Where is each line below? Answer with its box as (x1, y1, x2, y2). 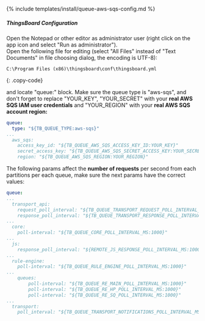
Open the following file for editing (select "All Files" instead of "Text (6, 47, 176, 54)
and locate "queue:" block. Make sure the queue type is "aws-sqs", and (6, 88, 187, 95)
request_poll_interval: (17, 207, 78, 213)
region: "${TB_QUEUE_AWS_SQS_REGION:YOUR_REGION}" (17, 154, 149, 160)
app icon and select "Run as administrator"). (6, 41, 118, 48)
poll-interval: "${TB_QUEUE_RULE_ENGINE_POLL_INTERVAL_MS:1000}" (17, 264, 187, 270)
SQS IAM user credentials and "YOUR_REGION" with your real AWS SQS (6, 101, 190, 109)
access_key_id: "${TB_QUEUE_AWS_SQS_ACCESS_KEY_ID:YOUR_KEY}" (17, 142, 179, 149)
